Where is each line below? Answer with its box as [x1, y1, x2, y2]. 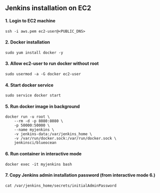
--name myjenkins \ [14, 127, 55, 133]
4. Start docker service [5, 82, 54, 88]
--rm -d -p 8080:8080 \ [14, 119, 64, 124]
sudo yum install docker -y [5, 50, 64, 55]
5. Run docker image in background [5, 103, 80, 109]
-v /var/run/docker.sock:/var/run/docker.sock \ [14, 136, 117, 141]
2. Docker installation [5, 39, 51, 45]
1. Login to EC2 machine [5, 17, 56, 24]
